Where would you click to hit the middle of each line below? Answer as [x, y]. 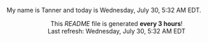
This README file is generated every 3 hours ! [117, 23]
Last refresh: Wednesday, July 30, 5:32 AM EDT [117, 31]
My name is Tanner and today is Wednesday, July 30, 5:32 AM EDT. [104, 10]
